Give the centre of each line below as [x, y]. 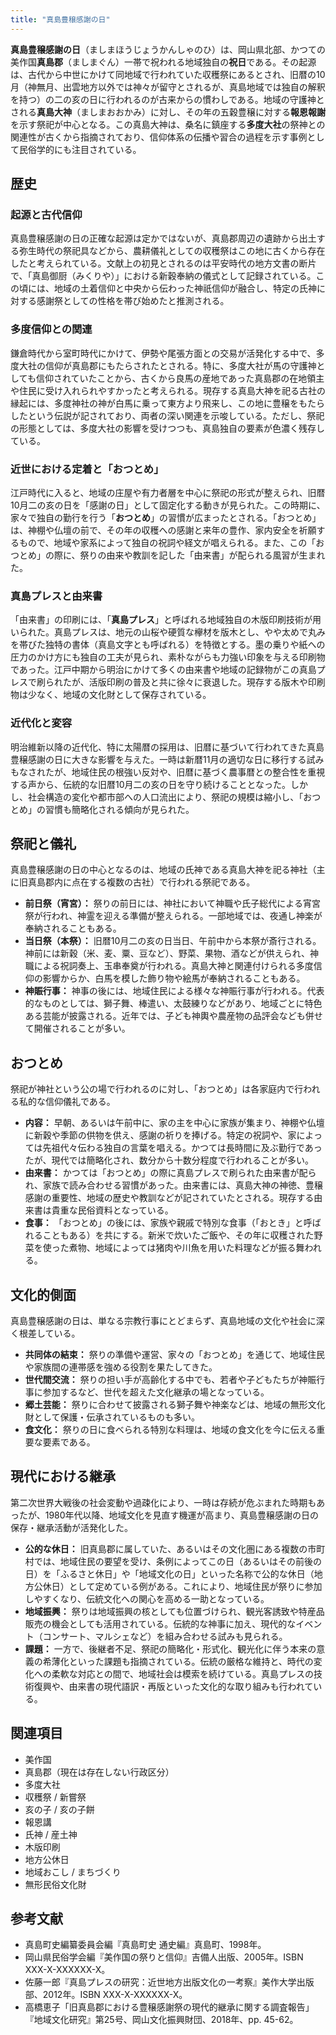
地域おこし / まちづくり [73, 1872]
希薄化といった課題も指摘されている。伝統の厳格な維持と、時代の [178, 1661]
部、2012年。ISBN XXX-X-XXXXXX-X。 [106, 1995]
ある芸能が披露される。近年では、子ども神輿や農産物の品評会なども [165, 1016]
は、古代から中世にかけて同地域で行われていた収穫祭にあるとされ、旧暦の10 [168, 74]
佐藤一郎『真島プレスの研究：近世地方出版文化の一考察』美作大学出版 [169, 1982]
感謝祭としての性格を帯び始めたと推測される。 [133, 301]
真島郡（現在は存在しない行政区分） [99, 1772]
